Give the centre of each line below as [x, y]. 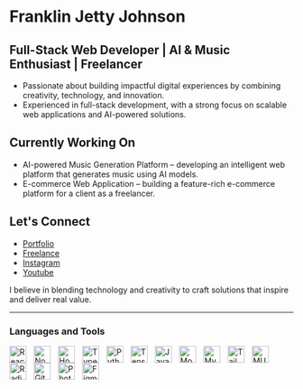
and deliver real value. [50, 299]
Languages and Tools [57, 331]
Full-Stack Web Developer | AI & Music [120, 50]
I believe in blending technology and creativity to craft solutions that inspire [149, 290]
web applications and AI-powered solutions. [104, 114]
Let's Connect [50, 222]
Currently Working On [73, 143]
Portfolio [38, 243]
